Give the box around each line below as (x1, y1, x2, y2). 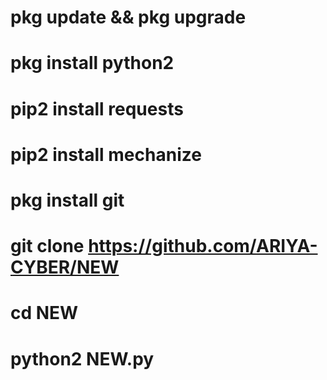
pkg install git (10, 189, 125, 211)
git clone (10, 235, 85, 258)
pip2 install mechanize (10, 143, 202, 166)
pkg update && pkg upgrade (10, 6, 247, 29)
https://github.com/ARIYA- (88, 235, 318, 258)
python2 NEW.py (10, 347, 155, 370)
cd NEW (10, 302, 79, 325)
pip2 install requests (10, 97, 184, 120)
